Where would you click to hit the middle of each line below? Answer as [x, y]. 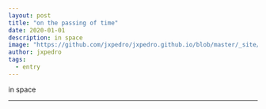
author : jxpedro [35, 52]
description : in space [46, 38]
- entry [28, 67]
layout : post [30, 15]
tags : [17, 60]
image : [19, 45]
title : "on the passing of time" [63, 23]
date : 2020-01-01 [37, 30]
